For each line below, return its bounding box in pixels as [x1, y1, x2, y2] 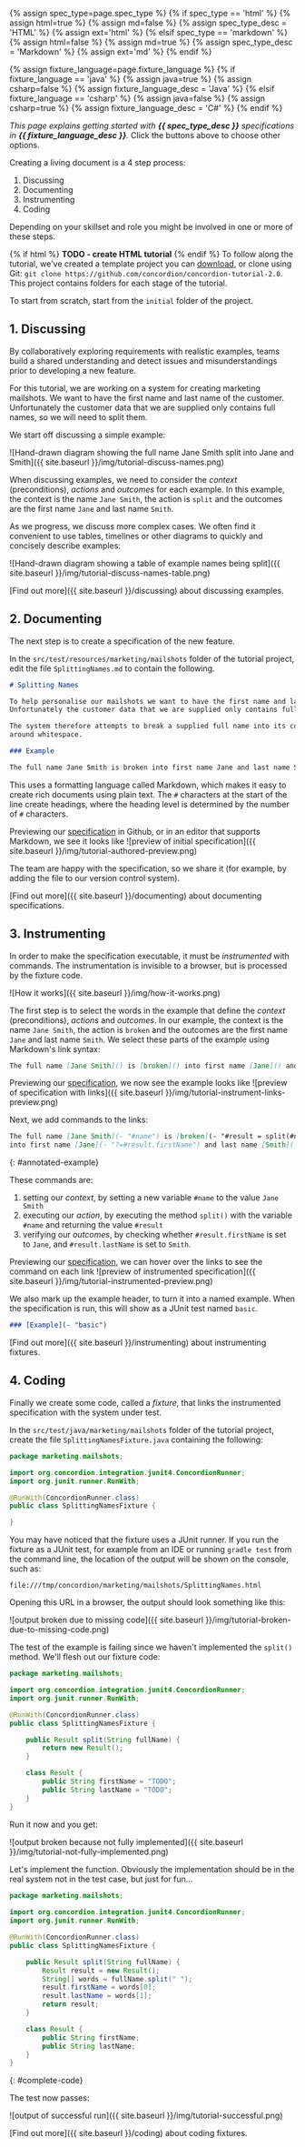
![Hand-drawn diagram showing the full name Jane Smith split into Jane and [9, 446, 295, 457]
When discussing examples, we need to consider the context [9, 474, 238, 485]
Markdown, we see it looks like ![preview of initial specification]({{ [9, 836, 256, 847]
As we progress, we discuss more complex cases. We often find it [9, 520, 256, 531]
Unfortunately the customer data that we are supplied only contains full [9, 402, 276, 413]
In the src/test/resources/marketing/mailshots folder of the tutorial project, [9, 653, 295, 664]
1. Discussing [9, 322, 86, 337]
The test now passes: [9, 2092, 90, 2103]
